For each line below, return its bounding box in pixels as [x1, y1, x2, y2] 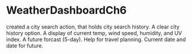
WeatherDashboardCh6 [6, 4, 127, 17]
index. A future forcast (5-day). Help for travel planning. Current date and [6, 36, 186, 43]
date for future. [6, 42, 44, 49]
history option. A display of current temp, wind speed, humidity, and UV [6, 29, 182, 36]
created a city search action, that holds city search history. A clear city [6, 23, 180, 30]
